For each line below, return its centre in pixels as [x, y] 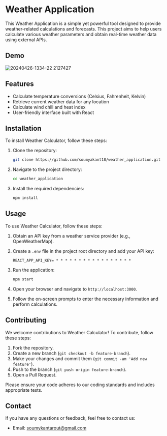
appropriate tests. [24, 390]
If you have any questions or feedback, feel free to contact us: [70, 418]
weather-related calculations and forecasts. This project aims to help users [83, 28]
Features [20, 84]
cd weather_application [38, 179]
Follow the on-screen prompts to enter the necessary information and [86, 299]
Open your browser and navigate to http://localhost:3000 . [75, 289]
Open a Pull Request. [35, 374]
